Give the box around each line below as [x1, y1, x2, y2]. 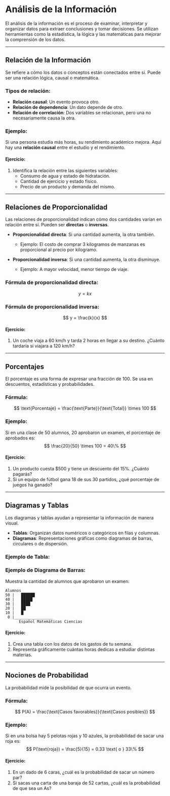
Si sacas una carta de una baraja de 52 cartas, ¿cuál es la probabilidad [12, 780, 160, 786]
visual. [5, 520, 19, 526]
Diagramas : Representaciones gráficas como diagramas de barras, [12, 535, 153, 541]
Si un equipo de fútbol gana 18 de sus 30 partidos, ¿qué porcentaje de [12, 476, 159, 482]
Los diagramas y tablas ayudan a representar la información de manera [5, 514, 154, 521]
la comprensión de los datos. [5, 36, 66, 43]
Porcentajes [5, 362, 45, 371]
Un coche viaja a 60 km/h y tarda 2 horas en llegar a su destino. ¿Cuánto [12, 338, 165, 344]
